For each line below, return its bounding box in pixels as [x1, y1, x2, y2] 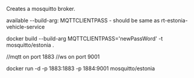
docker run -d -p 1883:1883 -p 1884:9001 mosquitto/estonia [6, 65, 155, 72]
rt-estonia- [161, 17, 188, 24]
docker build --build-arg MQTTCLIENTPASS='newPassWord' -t [6, 35, 163, 42]
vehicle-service [6, 24, 45, 30]
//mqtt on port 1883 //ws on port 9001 [6, 53, 100, 60]
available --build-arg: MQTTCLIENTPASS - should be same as [6, 17, 160, 24]
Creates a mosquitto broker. [6, 5, 75, 12]
